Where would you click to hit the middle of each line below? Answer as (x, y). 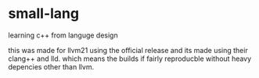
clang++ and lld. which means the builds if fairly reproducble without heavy (130, 58)
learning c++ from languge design (63, 35)
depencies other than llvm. (51, 66)
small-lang (44, 14)
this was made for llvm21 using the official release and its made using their (128, 50)
